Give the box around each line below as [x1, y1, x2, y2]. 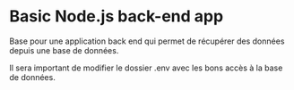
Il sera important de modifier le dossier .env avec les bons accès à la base [9, 62, 283, 73]
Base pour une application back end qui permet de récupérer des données [9, 36, 285, 46]
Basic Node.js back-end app [9, 6, 224, 27]
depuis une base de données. [9, 45, 119, 55]
